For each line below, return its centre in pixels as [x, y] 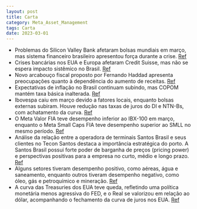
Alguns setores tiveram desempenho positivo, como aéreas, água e [96, 168]
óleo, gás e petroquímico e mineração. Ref [66, 181]
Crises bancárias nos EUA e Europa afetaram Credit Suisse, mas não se [101, 63]
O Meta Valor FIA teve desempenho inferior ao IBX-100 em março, [95, 119]
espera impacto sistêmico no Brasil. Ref [63, 69]
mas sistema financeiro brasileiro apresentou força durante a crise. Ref [101, 56]
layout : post [22, 11]
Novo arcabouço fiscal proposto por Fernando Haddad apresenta [94, 75]
